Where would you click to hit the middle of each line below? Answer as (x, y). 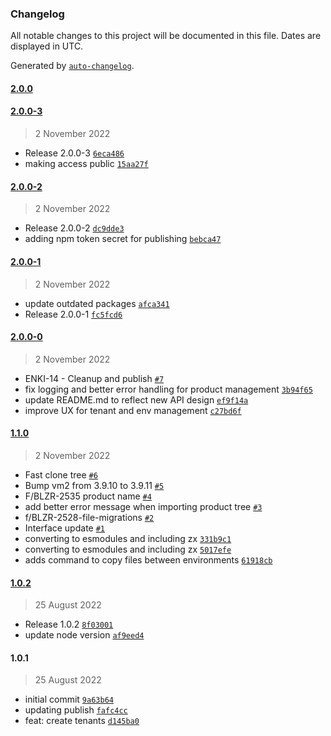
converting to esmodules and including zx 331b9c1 (128, 538)
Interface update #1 (64, 528)
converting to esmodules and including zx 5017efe (128, 549)
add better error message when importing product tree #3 (143, 506)
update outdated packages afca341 (97, 303)
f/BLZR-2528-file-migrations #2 (89, 517)
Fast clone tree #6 (61, 474)
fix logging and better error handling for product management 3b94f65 (168, 389)
